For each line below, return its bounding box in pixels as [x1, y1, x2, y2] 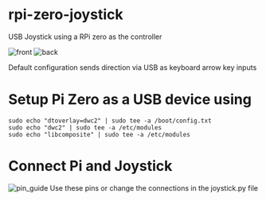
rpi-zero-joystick [8, 6, 123, 24]
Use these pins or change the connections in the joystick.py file [49, 183, 259, 192]
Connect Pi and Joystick [8, 157, 173, 176]
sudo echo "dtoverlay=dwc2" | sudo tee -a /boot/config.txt [8, 117, 213, 125]
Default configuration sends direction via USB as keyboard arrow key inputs [8, 62, 257, 72]
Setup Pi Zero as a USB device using [8, 91, 252, 109]
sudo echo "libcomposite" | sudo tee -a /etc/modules [8, 130, 191, 138]
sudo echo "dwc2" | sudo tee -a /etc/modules [8, 123, 162, 132]
